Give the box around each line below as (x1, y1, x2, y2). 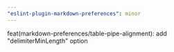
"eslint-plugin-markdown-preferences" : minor (7, 10, 141, 17)
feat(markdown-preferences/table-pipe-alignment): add (7, 29, 168, 37)
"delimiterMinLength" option (7, 36, 88, 45)
